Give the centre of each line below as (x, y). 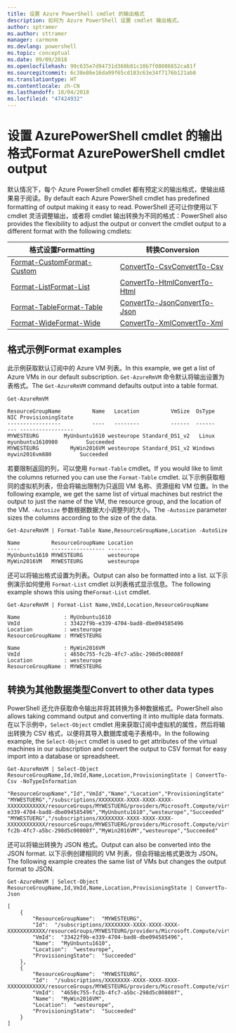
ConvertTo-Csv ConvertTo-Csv (171, 266)
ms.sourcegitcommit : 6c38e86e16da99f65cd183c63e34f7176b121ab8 (102, 73)
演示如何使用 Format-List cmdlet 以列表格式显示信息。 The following (112, 584)
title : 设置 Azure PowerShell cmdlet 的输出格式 (76, 14)
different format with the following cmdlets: (70, 231)
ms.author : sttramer (38, 33)
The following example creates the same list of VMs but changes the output (117, 861)
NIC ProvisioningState (40, 417)
